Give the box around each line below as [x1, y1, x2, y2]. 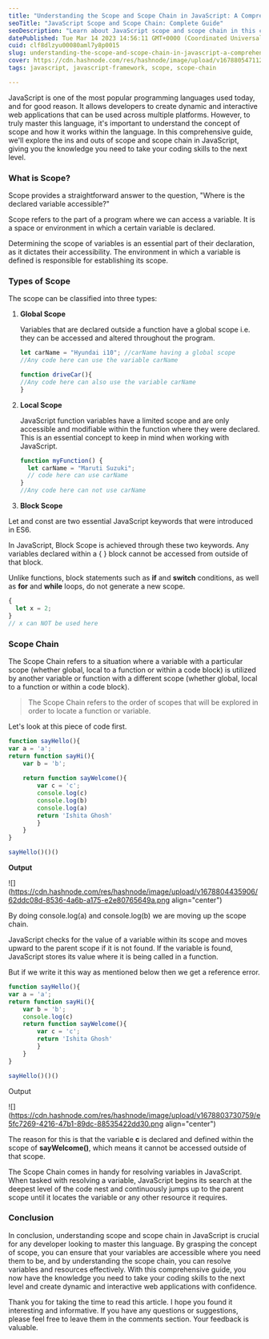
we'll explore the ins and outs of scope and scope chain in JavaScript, [8, 135, 239, 145]
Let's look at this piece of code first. [8, 722, 127, 731]
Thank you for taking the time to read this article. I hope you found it [8, 1297, 233, 1306]
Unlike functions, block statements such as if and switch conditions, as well [8, 573, 259, 583]
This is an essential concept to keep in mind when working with [19, 432, 230, 442]
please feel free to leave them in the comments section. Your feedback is [8, 1314, 250, 1324]
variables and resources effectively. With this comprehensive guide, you [8, 1265, 247, 1274]
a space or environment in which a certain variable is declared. [8, 223, 216, 233]
